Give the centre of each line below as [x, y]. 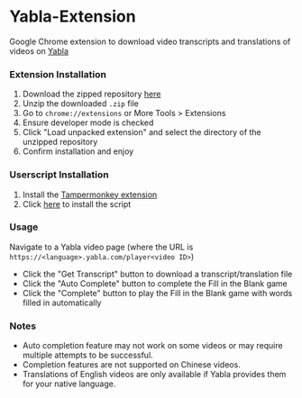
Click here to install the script [77, 204]
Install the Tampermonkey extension [90, 194]
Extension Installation [58, 74]
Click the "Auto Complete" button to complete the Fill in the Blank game [155, 283]
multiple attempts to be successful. [87, 355]
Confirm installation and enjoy [78, 151]
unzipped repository [60, 142]
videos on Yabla [39, 50]
